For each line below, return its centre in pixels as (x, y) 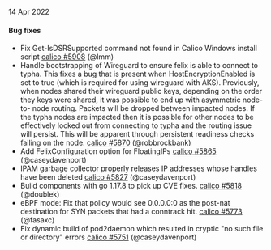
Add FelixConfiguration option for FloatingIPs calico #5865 (118, 151)
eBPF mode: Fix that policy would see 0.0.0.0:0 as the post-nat (125, 203)
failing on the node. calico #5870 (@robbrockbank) (105, 143)
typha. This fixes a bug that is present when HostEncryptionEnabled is (138, 74)
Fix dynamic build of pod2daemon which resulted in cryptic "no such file (142, 229)
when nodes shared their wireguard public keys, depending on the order (141, 91)
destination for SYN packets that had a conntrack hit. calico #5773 (131, 212)
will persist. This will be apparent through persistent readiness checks (137, 134)
